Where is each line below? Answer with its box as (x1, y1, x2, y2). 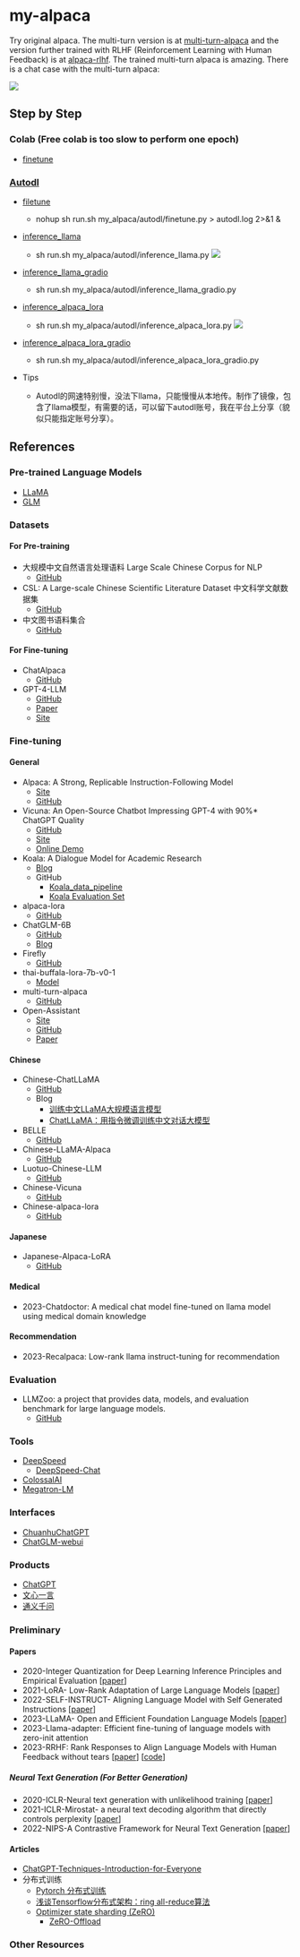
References (9, 440, 75, 455)
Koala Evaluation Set (48, 891, 125, 902)
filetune (21, 196, 51, 207)
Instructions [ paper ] (21, 1704, 97, 1715)
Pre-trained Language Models (9, 467, 142, 479)
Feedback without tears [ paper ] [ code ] (21, 1752, 166, 1763)
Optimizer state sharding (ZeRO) (35, 1907, 156, 1918)
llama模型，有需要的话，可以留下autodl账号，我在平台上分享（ (51, 401, 283, 412)
